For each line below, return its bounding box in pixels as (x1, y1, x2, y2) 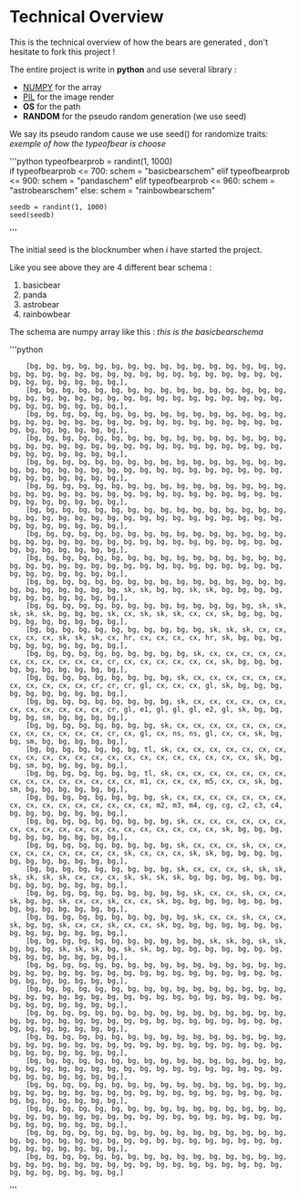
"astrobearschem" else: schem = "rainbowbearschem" (9, 184, 216, 195)
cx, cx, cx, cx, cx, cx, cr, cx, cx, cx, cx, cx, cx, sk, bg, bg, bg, (9, 657, 284, 666)
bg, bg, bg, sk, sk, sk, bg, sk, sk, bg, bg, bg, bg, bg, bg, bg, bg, (9, 944, 284, 953)
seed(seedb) (9, 210, 55, 220)
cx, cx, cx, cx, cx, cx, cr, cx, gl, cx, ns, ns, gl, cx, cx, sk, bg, (9, 728, 284, 738)
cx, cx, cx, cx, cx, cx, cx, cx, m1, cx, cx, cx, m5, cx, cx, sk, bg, (9, 776, 284, 786)
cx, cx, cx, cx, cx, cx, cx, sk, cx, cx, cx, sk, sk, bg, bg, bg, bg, (9, 849, 284, 858)
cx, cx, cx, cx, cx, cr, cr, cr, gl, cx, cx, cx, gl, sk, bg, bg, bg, (9, 681, 284, 690)
